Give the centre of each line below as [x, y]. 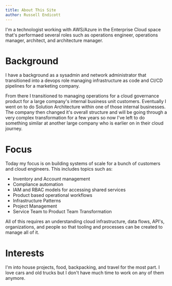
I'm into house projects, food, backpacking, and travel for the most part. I [83, 268]
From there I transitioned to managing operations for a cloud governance [82, 96]
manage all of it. [22, 232]
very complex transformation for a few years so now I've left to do [75, 118]
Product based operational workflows [52, 195]
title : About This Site [31, 10]
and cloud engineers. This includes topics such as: [59, 169]
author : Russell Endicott [33, 15]
